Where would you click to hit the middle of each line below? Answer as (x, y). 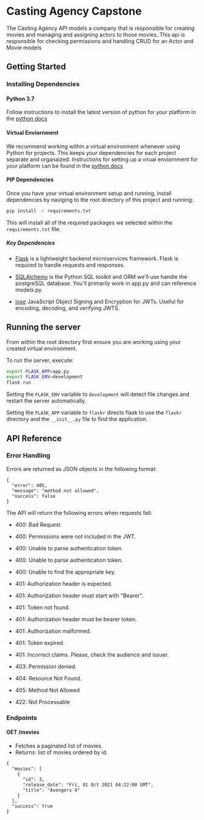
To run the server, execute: (40, 360)
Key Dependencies (31, 243)
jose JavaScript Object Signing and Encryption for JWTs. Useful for (100, 301)
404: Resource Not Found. (48, 678)
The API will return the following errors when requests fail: (79, 512)
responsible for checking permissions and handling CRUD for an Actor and (100, 41)
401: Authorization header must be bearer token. (76, 619)
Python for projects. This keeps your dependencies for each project (91, 153)
